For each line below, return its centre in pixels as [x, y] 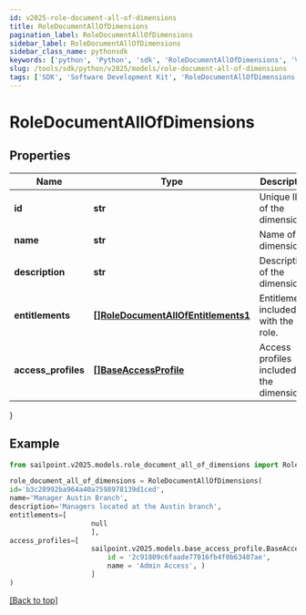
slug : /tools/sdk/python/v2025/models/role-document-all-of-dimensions [148, 69]
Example [35, 444]
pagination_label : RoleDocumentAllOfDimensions [102, 35]
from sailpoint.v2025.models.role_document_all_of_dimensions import [144, 465]
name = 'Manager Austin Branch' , [69, 498]
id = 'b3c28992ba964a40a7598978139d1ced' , [87, 490]
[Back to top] [34, 600]
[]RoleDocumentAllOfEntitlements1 [172, 315]
